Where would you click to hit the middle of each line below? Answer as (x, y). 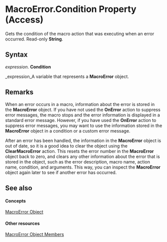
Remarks (19, 92)
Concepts (15, 200)
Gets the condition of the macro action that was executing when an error (80, 33)
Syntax (16, 55)
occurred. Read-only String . (34, 39)
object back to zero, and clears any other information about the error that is (83, 156)
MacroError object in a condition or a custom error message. (68, 130)
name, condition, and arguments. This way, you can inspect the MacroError (83, 167)
